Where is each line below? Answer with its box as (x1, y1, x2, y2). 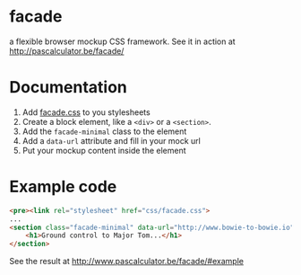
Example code (9, 177, 117, 197)
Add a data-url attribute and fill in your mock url (21, 135, 202, 146)
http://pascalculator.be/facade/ (9, 45, 125, 56)
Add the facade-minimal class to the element (21, 126, 187, 137)
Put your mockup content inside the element (21, 145, 186, 155)
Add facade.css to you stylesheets (21, 106, 150, 118)
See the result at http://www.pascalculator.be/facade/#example (9, 256, 245, 267)
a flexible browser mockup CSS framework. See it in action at (9, 36, 236, 47)
